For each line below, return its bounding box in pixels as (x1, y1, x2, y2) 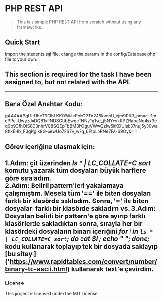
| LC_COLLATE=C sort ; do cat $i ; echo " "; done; (5, 235, 150, 243)
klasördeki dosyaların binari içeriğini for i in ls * (5, 227, 153, 235)
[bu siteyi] (5, 250, 36, 258)
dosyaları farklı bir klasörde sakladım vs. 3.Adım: (5, 204, 156, 213)
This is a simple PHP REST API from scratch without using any (16, 19, 141, 25)
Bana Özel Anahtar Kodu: (5, 100, 83, 108)
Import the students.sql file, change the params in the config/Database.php (5, 51, 156, 57)
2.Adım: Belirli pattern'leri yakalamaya (5, 182, 124, 190)
